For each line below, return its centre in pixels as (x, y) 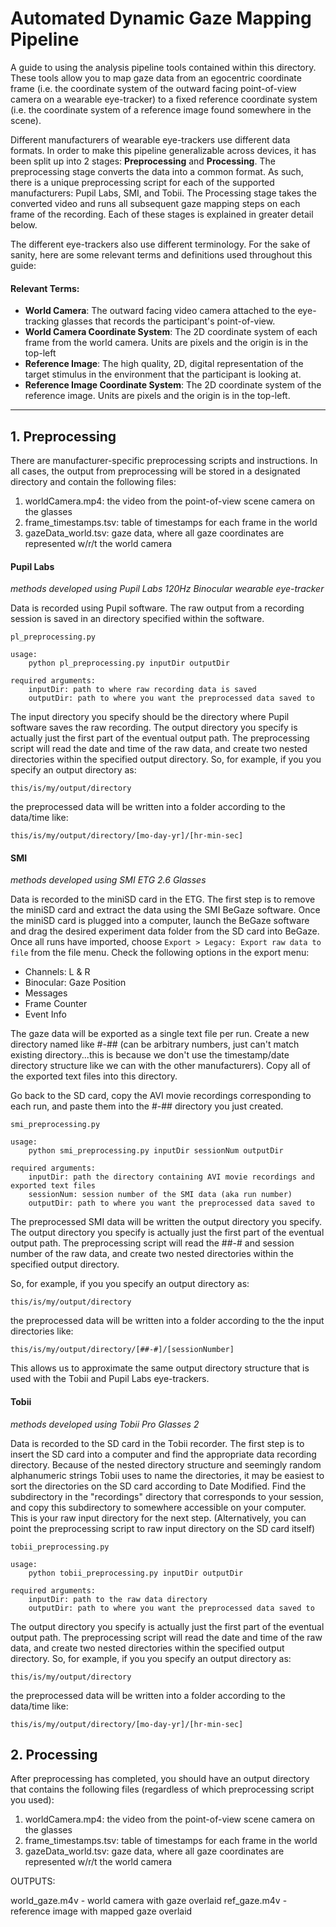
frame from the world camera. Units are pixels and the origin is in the (166, 343)
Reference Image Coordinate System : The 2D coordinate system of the (173, 385)
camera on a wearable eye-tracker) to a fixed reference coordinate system (164, 99)
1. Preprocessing (63, 436)
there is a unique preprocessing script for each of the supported (142, 182)
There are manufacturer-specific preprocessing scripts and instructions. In (164, 460)
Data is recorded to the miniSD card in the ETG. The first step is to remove (163, 899)
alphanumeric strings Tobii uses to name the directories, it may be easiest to (167, 1475)
